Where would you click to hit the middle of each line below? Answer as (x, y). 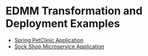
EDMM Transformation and (74, 11)
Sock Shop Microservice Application (59, 46)
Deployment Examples (63, 24)
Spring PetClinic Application (49, 40)
